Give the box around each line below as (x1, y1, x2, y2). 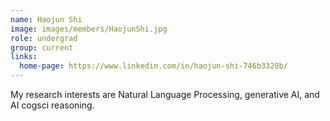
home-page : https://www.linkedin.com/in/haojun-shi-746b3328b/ (19, 61, 288, 71)
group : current (10, 42, 74, 53)
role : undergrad (10, 33, 78, 43)
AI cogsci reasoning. (10, 99, 95, 111)
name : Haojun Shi (10, 14, 83, 25)
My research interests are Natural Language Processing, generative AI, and (10, 89, 320, 100)
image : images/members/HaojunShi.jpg (10, 24, 168, 34)
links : (10, 52, 38, 62)
